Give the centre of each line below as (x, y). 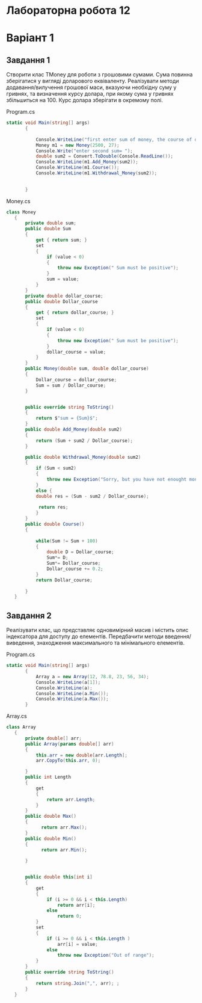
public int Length (48, 777)
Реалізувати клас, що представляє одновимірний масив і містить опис (97, 630)
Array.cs (17, 716)
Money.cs (18, 201)
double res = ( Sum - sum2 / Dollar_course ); (92, 496)
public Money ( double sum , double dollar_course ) (87, 369)
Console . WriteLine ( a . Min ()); (72, 693)
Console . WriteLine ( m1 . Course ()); (78, 168)
